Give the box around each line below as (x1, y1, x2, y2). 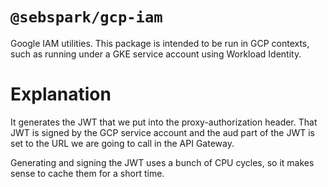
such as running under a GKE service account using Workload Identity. (10, 48, 302, 60)
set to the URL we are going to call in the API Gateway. (10, 137, 235, 149)
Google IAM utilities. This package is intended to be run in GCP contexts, (10, 37, 310, 49)
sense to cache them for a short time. (10, 167, 165, 179)
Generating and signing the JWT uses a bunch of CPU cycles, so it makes (10, 156, 315, 168)
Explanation (10, 83, 112, 106)
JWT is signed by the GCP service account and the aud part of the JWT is (10, 126, 315, 138)
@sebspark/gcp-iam (10, 8, 163, 27)
